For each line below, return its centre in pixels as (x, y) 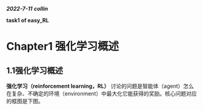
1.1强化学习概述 (35, 71)
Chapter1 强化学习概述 (63, 47)
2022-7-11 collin (27, 9)
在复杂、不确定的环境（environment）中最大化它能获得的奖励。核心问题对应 (101, 93)
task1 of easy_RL (28, 20)
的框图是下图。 (25, 101)
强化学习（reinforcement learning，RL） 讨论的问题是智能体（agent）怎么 (100, 86)
